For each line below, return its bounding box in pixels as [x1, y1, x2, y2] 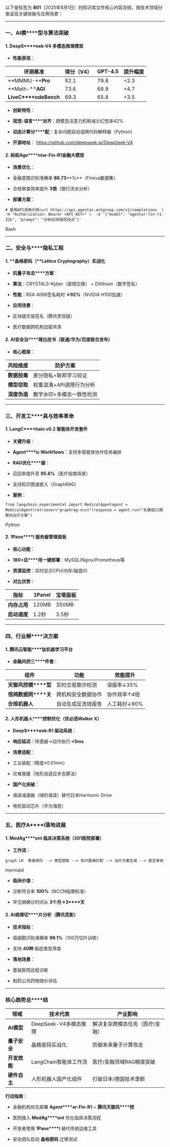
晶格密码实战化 [31, 1041, 67, 1048]
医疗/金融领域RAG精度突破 [92, 1058, 156, 1065]
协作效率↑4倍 [107, 691, 140, 698]
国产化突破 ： [12, 781, 39, 788]
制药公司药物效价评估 [12, 978, 57, 984]
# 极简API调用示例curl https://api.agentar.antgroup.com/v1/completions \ [5, 207, 164, 213]
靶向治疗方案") [5, 513, 33, 518]
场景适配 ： [12, 749, 35, 755]
